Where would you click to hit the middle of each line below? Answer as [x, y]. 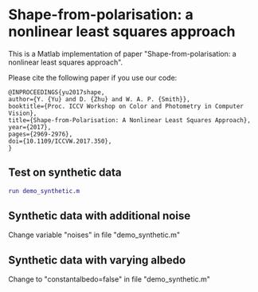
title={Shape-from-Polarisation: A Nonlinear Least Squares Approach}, [129, 120]
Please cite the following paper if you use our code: [93, 77]
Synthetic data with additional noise [100, 216]
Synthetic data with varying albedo [97, 260]
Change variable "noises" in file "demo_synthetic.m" [94, 235]
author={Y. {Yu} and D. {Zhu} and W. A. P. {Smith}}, [100, 99]
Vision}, [23, 113]
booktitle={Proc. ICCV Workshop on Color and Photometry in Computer [126, 106]
